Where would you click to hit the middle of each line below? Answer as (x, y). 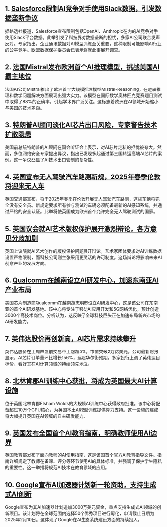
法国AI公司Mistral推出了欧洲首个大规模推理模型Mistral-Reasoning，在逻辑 (81, 89)
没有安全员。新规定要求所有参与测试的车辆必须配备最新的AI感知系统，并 (83, 205)
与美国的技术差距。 (25, 108)
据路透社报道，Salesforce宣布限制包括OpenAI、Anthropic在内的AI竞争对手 (82, 31)
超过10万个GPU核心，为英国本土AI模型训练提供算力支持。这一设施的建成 (83, 410)
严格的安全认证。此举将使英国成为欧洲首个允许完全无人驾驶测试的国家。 (83, 212)
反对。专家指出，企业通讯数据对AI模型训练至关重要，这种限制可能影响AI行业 (83, 43)
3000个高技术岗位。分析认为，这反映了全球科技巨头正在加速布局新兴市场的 (83, 315)
